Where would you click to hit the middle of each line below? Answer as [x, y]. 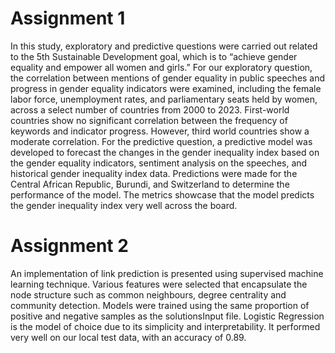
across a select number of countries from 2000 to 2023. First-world [150, 109]
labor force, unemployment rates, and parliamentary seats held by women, [164, 99]
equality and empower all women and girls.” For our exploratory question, [161, 67]
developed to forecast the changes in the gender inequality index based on [165, 152]
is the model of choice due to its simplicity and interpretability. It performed [165, 326]
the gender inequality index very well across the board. [124, 205]
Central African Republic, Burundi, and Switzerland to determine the [150, 184]
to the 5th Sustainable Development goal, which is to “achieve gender [154, 56]
